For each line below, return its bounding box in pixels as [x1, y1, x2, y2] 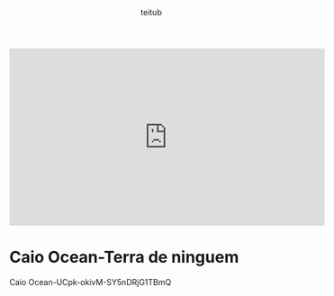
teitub [140, 7, 162, 17]
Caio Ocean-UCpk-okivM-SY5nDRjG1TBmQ [9, 276, 172, 287]
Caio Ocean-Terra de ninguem [9, 247, 239, 267]
